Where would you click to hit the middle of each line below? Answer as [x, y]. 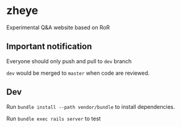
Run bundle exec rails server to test [54, 118]
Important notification [49, 46]
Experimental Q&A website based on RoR [58, 27]
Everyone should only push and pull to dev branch [69, 61]
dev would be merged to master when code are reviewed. [78, 73]
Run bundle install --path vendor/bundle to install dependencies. [91, 106]
